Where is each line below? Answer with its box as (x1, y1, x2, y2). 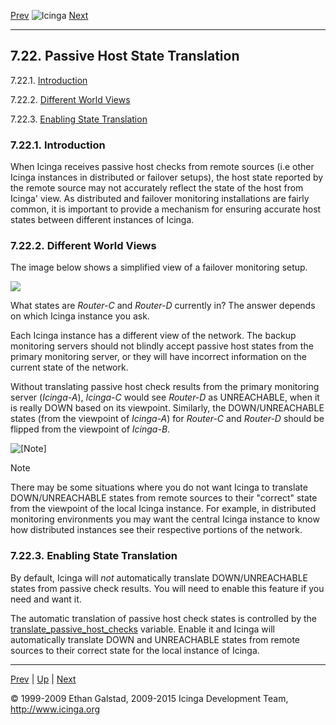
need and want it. (10, 593, 82, 605)
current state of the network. (10, 361, 129, 374)
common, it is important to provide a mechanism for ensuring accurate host (10, 203, 322, 215)
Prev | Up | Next (10, 673, 77, 685)
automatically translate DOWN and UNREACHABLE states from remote (10, 633, 301, 645)
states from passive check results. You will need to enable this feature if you (10, 582, 325, 594)
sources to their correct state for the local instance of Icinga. (10, 644, 260, 656)
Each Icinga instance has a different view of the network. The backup (10, 330, 297, 342)
